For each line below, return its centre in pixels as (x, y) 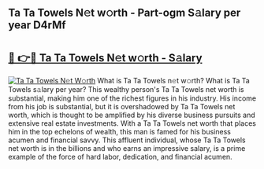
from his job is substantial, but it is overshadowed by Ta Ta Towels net (122, 107)
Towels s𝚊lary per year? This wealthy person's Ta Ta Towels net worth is (126, 89)
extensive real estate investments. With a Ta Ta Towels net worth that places (132, 123)
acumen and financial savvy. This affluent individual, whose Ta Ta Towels (127, 140)
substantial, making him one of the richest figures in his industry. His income (132, 98)
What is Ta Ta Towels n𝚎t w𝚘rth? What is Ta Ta (173, 81)
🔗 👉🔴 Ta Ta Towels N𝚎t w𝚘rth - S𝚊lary (105, 58)
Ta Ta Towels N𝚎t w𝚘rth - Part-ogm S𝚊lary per (125, 13)
